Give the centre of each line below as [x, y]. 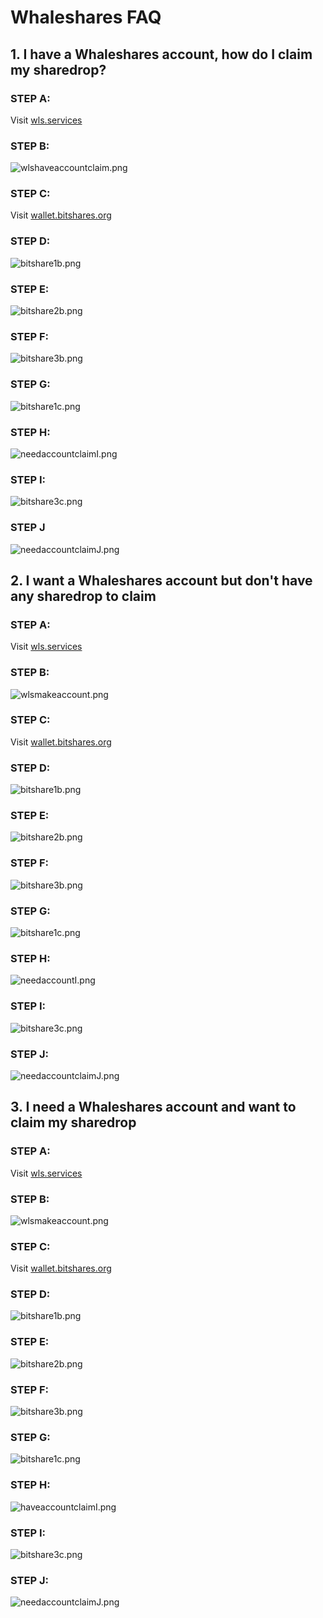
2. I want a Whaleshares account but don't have [161, 580]
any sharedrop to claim [83, 596]
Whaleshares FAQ [86, 17]
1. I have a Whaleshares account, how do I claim [161, 54]
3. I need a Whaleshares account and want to [153, 1107]
